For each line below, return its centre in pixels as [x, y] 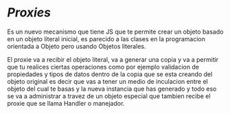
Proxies [29, 13]
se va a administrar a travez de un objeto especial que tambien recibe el [109, 96]
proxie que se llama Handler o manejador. [66, 103]
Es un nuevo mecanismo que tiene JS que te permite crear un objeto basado [115, 32]
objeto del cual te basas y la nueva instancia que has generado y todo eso [112, 89]
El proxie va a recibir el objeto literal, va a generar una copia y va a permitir [113, 59]
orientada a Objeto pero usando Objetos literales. [77, 46]
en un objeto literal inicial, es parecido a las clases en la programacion [106, 38]
